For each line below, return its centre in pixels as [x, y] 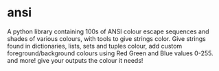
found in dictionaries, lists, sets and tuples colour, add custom [95, 46]
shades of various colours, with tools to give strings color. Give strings [106, 38]
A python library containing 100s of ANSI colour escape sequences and [108, 31]
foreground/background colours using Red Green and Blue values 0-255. [110, 53]
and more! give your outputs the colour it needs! [75, 60]
